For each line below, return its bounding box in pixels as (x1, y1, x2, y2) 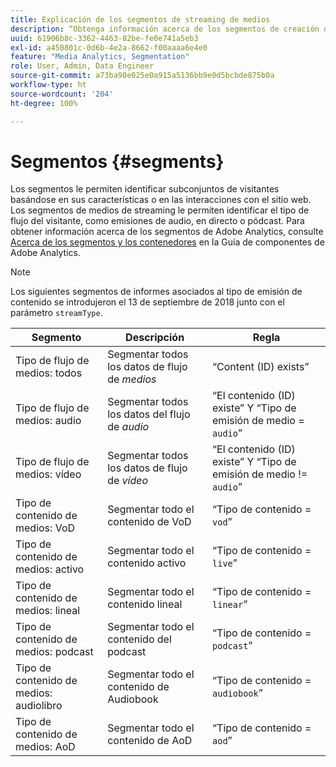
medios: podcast (15, 645, 94, 659)
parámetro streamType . (10, 307, 103, 319)
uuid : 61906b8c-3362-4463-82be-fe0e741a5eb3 (10, 33, 199, 43)
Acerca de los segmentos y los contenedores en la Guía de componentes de (10, 236, 325, 248)
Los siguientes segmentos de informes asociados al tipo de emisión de (10, 286, 303, 298)
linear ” (212, 597, 248, 611)
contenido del (107, 632, 172, 646)
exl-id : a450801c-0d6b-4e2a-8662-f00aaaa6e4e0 (10, 42, 208, 53)
